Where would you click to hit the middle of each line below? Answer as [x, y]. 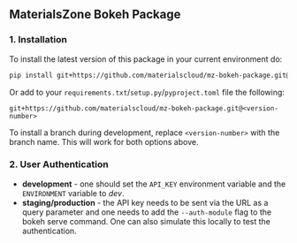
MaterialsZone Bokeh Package [95, 15]
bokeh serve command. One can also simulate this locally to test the [146, 221]
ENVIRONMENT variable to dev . [73, 193]
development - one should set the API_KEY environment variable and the [154, 184]
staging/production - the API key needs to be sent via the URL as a [145, 202]
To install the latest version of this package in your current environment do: [146, 59]
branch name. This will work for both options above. [104, 141]
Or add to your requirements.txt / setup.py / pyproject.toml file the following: [147, 92]
